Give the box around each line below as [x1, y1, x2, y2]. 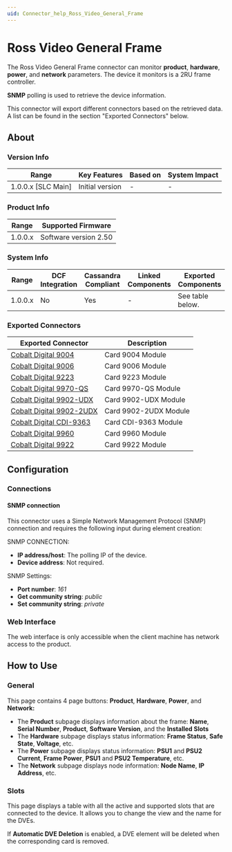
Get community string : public [17, 592, 103, 600]
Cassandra [84, 270, 121, 280]
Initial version [78, 182, 122, 192]
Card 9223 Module [104, 373, 167, 382]
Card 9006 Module [104, 361, 167, 371]
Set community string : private [17, 600, 105, 608]
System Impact [168, 170, 219, 180]
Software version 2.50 [40, 232, 113, 242]
